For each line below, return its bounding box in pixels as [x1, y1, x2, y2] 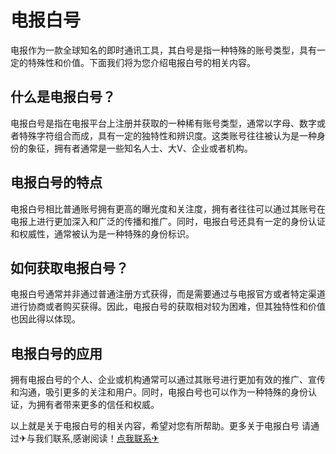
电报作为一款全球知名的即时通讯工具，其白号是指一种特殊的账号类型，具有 [10, 44, 317, 56]
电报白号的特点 [10, 174, 103, 191]
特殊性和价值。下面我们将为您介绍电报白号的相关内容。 [27, 56, 256, 68]
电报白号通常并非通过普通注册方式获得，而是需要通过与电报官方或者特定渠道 [10, 288, 326, 300]
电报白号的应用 [10, 345, 103, 362]
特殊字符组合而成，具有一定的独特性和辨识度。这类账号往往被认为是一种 [18, 129, 317, 141]
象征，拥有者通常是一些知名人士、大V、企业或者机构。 [27, 142, 253, 154]
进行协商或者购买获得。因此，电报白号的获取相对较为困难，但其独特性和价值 [10, 301, 326, 313]
